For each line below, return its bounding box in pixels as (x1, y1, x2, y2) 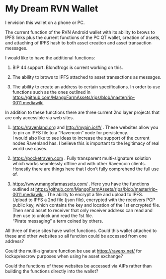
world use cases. (12, 145, 48, 151)
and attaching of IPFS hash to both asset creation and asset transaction (5, 39, 152, 45)
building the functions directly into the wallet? (5, 268, 98, 274)
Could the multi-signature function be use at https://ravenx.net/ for (5, 248, 142, 254)
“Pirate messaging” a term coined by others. (12, 218, 103, 224)
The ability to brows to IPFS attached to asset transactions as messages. (12, 74, 162, 80)
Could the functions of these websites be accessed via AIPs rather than (5, 263, 152, 269)
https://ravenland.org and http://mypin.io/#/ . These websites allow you (12, 124, 159, 130)
